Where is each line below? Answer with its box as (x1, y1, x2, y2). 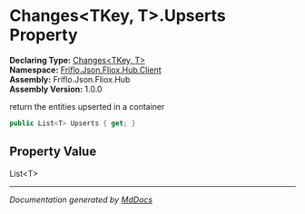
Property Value (9, 144, 97, 160)
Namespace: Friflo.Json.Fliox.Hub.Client (9, 64, 162, 75)
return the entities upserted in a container (9, 101, 165, 112)
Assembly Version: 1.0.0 (9, 83, 103, 94)
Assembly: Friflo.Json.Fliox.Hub (9, 73, 131, 84)
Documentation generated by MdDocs (9, 194, 152, 205)
